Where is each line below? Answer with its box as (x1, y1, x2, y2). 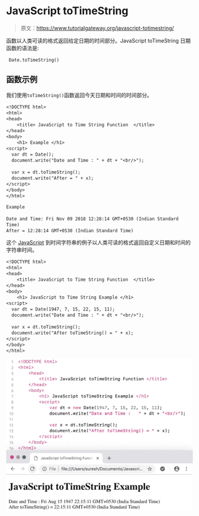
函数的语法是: (6, 44, 40, 52)
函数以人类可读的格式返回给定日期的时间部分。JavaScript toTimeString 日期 (6, 37, 191, 44)
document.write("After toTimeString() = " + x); (11, 330, 134, 336)
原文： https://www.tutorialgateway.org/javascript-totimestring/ (20, 24, 174, 31)
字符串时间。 (6, 246, 37, 253)
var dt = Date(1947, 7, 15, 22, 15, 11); (11, 306, 115, 312)
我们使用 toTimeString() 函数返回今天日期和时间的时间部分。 (6, 91, 153, 98)
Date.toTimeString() (8, 57, 60, 63)
